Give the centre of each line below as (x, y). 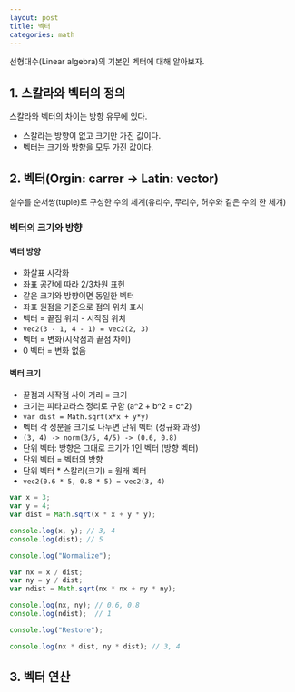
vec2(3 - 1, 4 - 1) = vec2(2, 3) (86, 329)
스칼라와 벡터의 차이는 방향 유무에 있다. (79, 117)
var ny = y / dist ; (46, 580)
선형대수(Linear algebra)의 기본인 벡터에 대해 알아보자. (107, 62)
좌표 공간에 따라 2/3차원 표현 (74, 284)
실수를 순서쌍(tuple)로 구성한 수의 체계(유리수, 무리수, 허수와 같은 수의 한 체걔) (148, 202)
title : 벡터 (30, 26)
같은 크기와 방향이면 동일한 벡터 (78, 296)
